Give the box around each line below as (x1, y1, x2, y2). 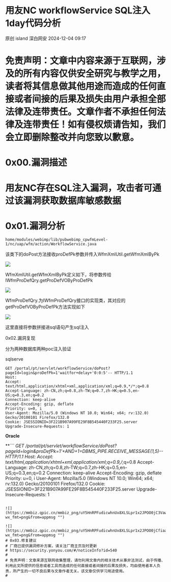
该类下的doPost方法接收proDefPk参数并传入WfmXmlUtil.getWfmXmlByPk (5, 251, 159, 258)
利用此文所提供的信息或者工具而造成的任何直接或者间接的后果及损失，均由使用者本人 (5, 563, 157, 569)
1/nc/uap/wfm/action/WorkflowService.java (5, 242, 97, 247)
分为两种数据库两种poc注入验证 (5, 346, 71, 352)
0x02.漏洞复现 (5, 335, 36, 341)
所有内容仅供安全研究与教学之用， (23, 68, 166, 80)
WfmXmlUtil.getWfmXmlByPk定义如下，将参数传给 (5, 271, 112, 278)
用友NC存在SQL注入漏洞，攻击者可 (5, 182, 153, 194)
